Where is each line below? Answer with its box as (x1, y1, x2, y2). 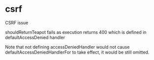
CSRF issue (5, 20, 28, 26)
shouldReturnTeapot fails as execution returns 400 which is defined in (5, 29, 147, 35)
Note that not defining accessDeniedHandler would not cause (5, 44, 130, 50)
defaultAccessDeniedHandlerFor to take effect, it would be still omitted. (5, 49, 150, 55)
